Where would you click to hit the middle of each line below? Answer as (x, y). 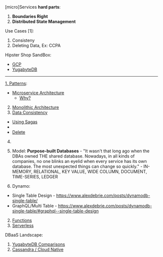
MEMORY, (22, 171)
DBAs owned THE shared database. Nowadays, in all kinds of (73, 156)
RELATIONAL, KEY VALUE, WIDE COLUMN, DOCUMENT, (90, 171)
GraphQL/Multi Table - (34, 206)
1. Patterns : (16, 83)
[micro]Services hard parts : (33, 7)
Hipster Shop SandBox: (28, 55)
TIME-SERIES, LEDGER (35, 177)
